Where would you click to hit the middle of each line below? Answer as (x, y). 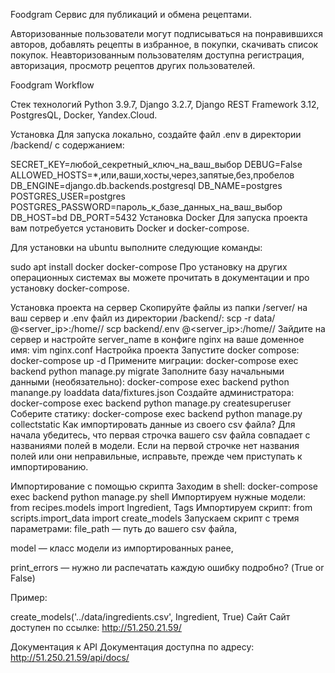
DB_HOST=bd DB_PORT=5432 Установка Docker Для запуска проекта (159, 217)
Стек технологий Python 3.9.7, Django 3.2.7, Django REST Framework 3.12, (165, 104)
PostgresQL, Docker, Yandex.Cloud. (84, 115)
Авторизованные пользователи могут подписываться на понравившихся (166, 33)
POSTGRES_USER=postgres (68, 196)
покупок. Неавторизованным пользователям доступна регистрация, (157, 55)
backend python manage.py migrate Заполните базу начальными (147, 371)
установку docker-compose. (70, 288)
